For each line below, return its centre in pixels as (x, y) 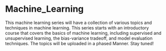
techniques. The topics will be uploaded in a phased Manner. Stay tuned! (80, 43)
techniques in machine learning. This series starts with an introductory (77, 27)
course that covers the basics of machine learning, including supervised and (83, 33)
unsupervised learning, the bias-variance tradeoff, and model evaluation (79, 38)
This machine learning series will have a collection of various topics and (79, 23)
